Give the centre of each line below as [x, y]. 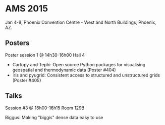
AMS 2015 [27, 9]
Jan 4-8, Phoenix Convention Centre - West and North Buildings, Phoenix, [81, 22]
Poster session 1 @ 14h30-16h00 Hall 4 [45, 55]
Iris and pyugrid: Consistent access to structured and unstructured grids [86, 75]
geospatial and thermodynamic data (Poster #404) [64, 70]
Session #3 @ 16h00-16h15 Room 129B [45, 108]
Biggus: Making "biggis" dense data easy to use [54, 117]
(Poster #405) [27, 80]
